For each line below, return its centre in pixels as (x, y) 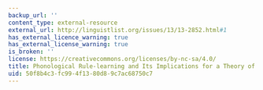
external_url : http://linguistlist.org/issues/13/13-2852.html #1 (117, 30)
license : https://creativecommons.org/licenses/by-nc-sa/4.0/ (112, 59)
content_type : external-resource (63, 23)
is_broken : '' (31, 52)
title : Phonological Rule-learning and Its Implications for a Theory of (132, 67)
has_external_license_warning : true (68, 45)
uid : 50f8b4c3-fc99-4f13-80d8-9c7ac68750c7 (81, 74)
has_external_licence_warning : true (68, 37)
